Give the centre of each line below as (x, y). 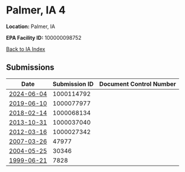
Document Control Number (137, 84)
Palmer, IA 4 (36, 10)
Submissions (30, 68)
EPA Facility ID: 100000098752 (44, 37)
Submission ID (73, 84)
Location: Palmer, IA (31, 26)
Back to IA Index (26, 49)
